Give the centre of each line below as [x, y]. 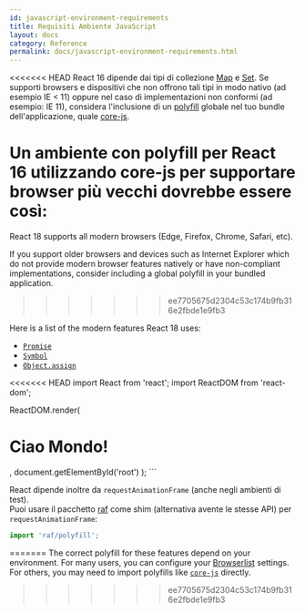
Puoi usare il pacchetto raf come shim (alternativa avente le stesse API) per [151, 509]
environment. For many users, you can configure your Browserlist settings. [149, 562]
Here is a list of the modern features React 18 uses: [105, 328]
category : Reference [49, 43]
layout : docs [34, 35]
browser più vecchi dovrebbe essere [151, 192]
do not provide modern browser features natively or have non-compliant [145, 264]
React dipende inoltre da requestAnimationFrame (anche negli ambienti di [145, 490]
